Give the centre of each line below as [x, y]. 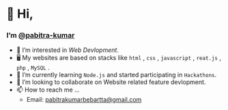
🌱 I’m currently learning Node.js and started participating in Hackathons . [116, 75]
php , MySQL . [33, 68]
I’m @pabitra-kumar [41, 36]
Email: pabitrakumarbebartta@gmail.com [84, 100]
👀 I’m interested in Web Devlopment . [67, 50]
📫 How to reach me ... [48, 90]
